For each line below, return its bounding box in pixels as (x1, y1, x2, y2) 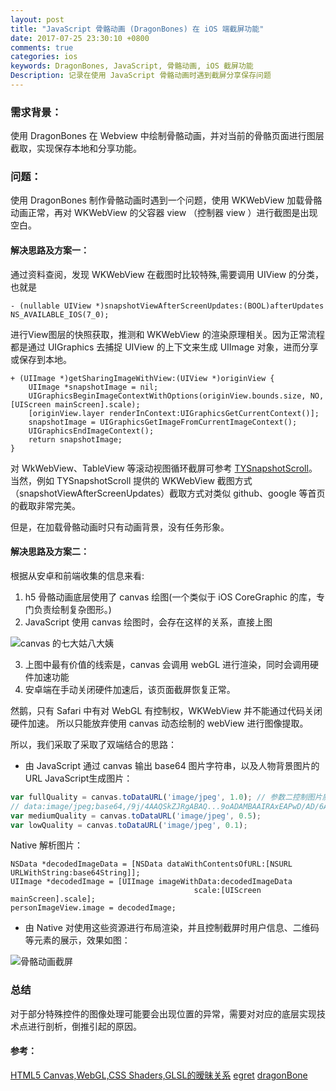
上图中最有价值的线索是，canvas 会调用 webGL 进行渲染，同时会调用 (24, 658, 311, 670)
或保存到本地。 (10, 353, 72, 365)
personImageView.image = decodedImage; (10, 903, 177, 913)
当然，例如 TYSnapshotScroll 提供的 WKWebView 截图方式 (10, 474, 253, 486)
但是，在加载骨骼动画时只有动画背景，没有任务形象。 (10, 521, 230, 533)
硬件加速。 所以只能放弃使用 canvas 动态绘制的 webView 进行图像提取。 (10, 717, 309, 729)
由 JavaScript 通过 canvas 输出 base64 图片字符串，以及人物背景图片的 (24, 759, 320, 771)
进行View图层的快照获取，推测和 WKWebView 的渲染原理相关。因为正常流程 (10, 328, 326, 340)
